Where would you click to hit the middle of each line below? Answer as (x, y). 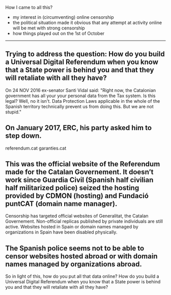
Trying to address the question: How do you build (85, 54)
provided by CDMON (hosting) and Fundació (77, 196)
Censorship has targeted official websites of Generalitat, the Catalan (77, 216)
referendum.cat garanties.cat (36, 148)
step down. (23, 136)
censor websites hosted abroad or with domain (81, 256)
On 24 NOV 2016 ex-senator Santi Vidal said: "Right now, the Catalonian (81, 90)
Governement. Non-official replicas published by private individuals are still (84, 221)
